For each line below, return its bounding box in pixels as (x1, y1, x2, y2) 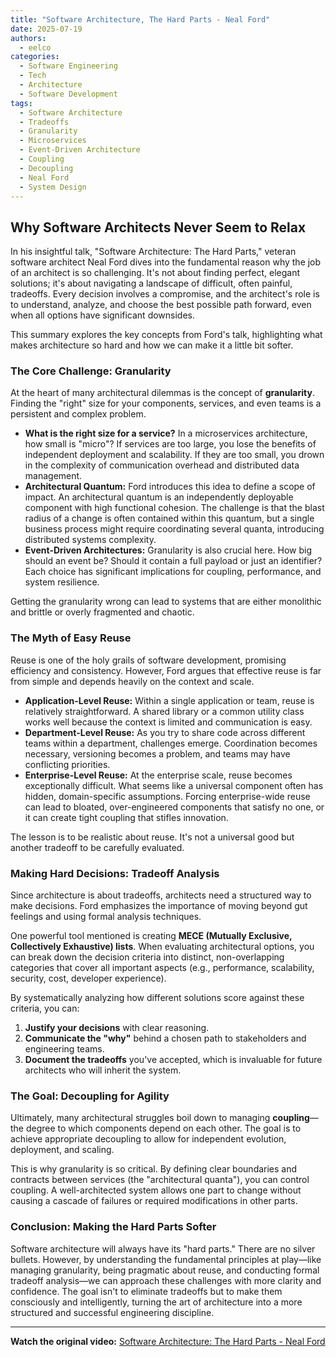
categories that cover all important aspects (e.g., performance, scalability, (10, 962, 315, 974)
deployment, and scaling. (10, 1144, 115, 1156)
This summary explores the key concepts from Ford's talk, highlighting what (10, 329, 323, 341)
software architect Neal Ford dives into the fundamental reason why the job (10, 256, 322, 268)
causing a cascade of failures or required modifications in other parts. (10, 1195, 298, 1207)
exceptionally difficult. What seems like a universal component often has (24, 779, 324, 791)
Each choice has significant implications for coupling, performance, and (24, 566, 322, 578)
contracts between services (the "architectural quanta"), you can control (10, 1174, 310, 1186)
